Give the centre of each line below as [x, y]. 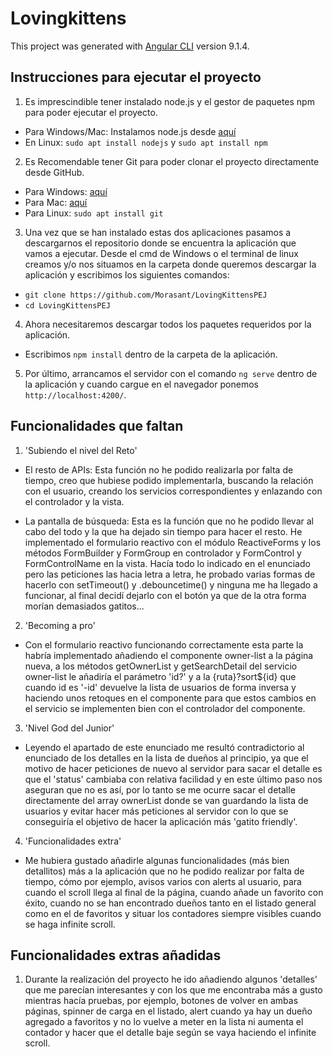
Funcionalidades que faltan [97, 426]
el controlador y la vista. [74, 501]
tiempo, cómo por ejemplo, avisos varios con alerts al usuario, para [163, 881]
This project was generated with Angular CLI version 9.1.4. [130, 46]
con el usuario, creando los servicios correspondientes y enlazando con [173, 491]
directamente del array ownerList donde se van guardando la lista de [166, 800]
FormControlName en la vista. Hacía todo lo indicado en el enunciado [167, 563]
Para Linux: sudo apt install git [94, 213]
